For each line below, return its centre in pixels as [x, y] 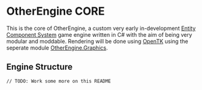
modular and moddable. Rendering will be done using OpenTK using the [97, 41]
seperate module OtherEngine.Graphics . [57, 48]
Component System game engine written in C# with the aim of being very [99, 34]
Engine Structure [40, 67]
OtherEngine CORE [56, 11]
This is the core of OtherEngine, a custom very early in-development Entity [101, 28]
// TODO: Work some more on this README [59, 81]
